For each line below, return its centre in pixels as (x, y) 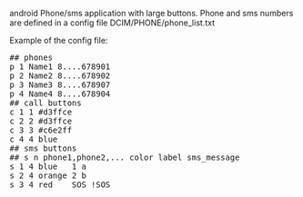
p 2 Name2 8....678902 (60, 76)
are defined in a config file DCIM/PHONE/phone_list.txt (112, 23)
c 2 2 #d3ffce (41, 121)
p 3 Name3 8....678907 (60, 85)
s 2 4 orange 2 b (48, 176)
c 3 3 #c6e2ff (41, 130)
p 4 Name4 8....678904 (60, 94)
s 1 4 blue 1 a (48, 167)
